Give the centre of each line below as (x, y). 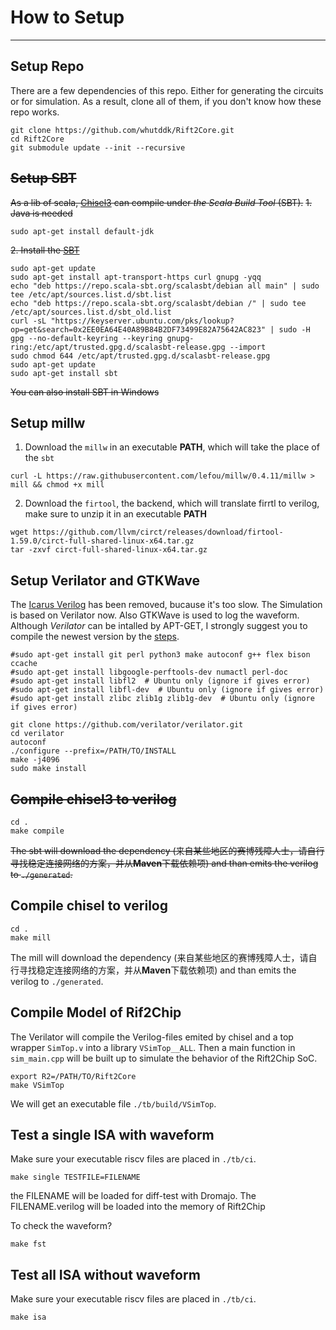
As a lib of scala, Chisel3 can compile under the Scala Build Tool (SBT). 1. (161, 202)
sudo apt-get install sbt (64, 373)
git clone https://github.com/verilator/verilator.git (127, 725)
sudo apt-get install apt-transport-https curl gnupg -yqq (136, 277)
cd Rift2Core (37, 139)
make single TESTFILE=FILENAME (75, 1177)
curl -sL (28, 321)
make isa (28, 1317)
